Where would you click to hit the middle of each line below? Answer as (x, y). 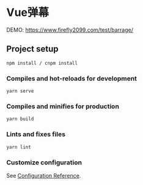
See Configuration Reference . (44, 175)
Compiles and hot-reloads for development (72, 78)
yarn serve (20, 91)
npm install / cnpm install (42, 63)
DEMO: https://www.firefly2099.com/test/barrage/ (70, 30)
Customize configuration (44, 162)
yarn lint (19, 147)
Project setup (33, 49)
